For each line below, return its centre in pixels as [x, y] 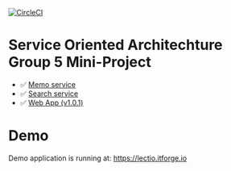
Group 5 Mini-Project [80, 63]
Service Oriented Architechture [115, 45]
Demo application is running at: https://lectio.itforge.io [98, 158]
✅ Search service [49, 94]
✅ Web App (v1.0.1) [52, 102]
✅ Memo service [48, 84]
